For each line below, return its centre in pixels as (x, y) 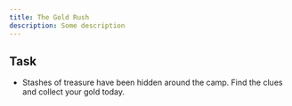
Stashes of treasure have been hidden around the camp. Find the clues (152, 83)
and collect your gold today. (73, 92)
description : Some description (67, 26)
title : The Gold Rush (49, 17)
